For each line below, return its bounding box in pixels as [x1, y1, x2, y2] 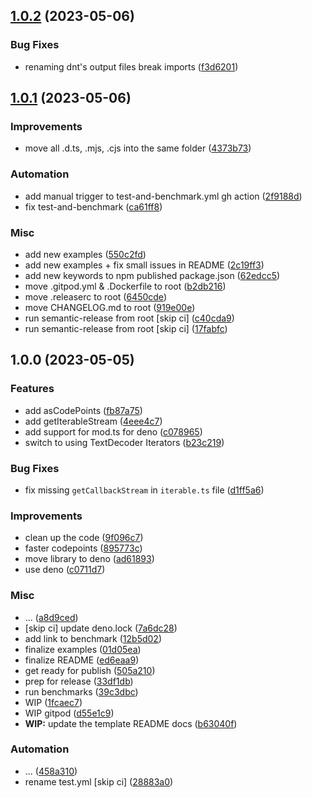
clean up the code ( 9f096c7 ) [24, 532, 144, 544]
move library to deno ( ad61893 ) [24, 553, 155, 565]
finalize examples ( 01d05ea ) [24, 643, 142, 655]
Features [10, 382, 55, 396]
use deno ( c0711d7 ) [24, 564, 106, 576]
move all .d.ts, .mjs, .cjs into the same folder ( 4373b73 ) [24, 142, 252, 154]
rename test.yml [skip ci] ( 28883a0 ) [24, 775, 174, 788]
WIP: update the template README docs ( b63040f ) [24, 717, 238, 729]
